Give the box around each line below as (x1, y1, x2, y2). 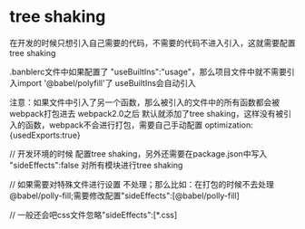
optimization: (204, 119, 253, 130)
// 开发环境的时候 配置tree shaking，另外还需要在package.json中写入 (9, 148, 268, 159)
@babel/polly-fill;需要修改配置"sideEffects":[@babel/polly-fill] (9, 190, 241, 201)
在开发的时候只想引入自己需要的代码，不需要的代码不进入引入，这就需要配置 (9, 37, 296, 48)
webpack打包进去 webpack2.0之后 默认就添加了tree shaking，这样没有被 (9, 108, 284, 119)
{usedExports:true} (9, 129, 81, 140)
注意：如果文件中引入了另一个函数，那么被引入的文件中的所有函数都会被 (9, 97, 280, 108)
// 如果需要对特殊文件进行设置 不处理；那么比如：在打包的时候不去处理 (9, 178, 274, 189)
